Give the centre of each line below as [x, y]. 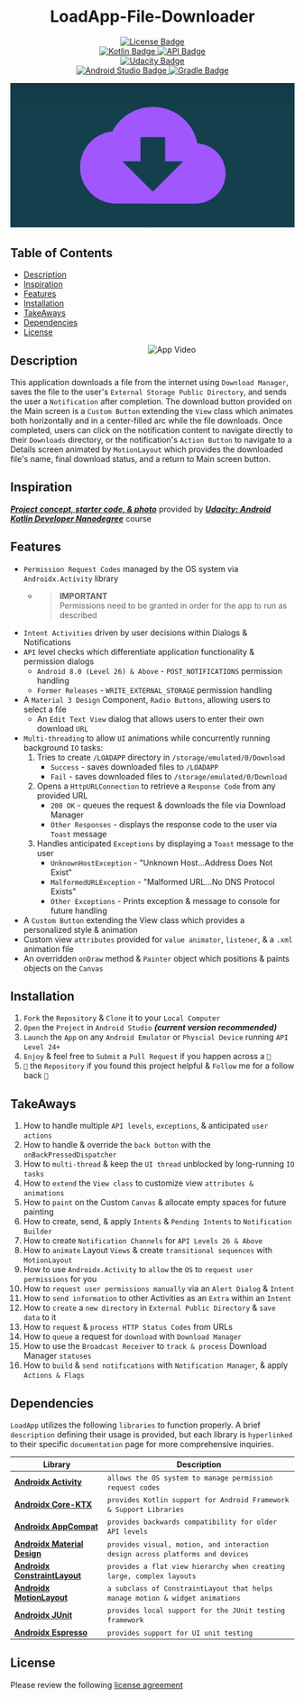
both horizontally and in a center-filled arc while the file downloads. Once [147, 420]
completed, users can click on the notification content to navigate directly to [152, 429]
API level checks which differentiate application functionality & [139, 651]
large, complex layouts [152, 1576]
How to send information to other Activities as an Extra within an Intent [157, 1298]
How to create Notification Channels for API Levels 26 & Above [143, 1241]
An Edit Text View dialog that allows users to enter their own [150, 718]
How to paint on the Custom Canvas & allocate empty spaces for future [155, 1203]
